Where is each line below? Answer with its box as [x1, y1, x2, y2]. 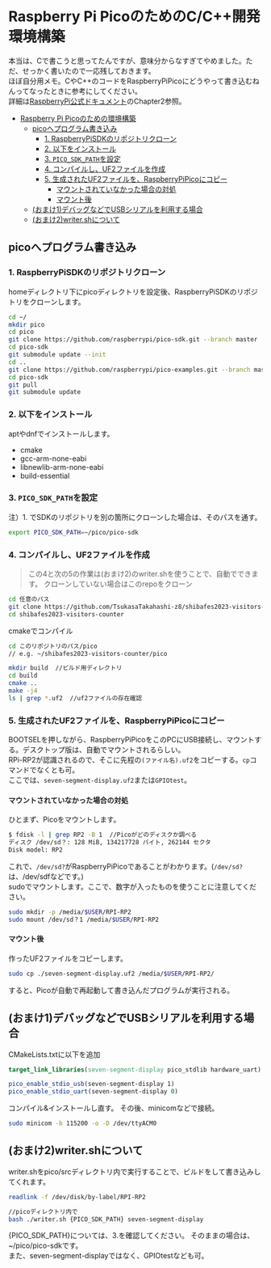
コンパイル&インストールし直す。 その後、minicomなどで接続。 [8, 1103, 219, 1113]
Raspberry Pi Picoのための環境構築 [19, 113, 137, 123]
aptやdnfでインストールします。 [8, 429, 115, 438]
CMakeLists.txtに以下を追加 [8, 1049, 101, 1059]
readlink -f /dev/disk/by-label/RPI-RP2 [8, 1193, 147, 1201]
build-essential [19, 471, 70, 480]
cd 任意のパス [8, 595, 50, 603]
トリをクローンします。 [8, 297, 85, 306]
